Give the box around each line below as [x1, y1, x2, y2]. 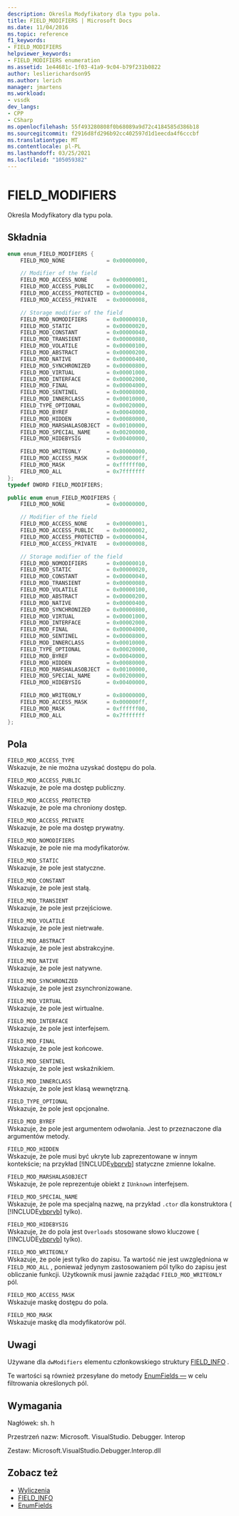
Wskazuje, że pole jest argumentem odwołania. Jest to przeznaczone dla [7, 1124, 222, 1133]
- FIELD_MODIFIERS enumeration [7, 57, 101, 64]
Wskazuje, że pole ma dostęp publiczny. [7, 783, 126, 792]
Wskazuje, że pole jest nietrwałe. [7, 924, 105, 932]
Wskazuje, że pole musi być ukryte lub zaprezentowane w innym [7, 1152, 198, 1161]
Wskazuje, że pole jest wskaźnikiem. [7, 1064, 116, 1073]
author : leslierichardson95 [7, 70, 91, 77]
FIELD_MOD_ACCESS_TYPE [7, 757, 75, 764]
